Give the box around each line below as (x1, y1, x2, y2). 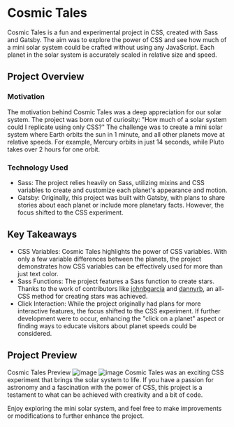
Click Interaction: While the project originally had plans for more (17, 299, 201, 308)
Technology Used (7, 163, 68, 172)
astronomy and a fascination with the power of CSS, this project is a (7, 383, 203, 391)
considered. (17, 329, 52, 337)
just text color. (17, 269, 59, 278)
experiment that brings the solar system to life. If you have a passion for (7, 375, 214, 384)
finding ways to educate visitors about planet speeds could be (17, 321, 197, 330)
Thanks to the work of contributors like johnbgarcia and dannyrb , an (17, 284, 214, 292)
